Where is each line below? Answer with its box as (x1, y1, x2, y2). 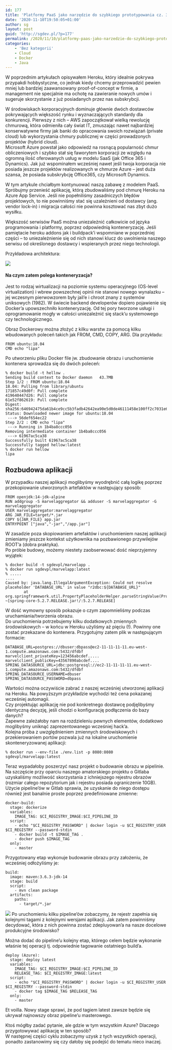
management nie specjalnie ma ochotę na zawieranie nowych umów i (5, 90, 152, 97)
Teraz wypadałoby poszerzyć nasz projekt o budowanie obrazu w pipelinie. (5, 763, 165, 769)
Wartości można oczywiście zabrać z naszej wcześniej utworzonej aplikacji (5, 685, 164, 692)
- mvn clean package (14, 888, 58, 893)
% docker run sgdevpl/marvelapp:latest (5, 567, 91, 572)
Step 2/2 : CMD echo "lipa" (5, 420, 66, 425)
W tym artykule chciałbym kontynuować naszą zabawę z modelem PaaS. (5, 182, 160, 188)
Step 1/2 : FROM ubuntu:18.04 (5, 379, 70, 385)
